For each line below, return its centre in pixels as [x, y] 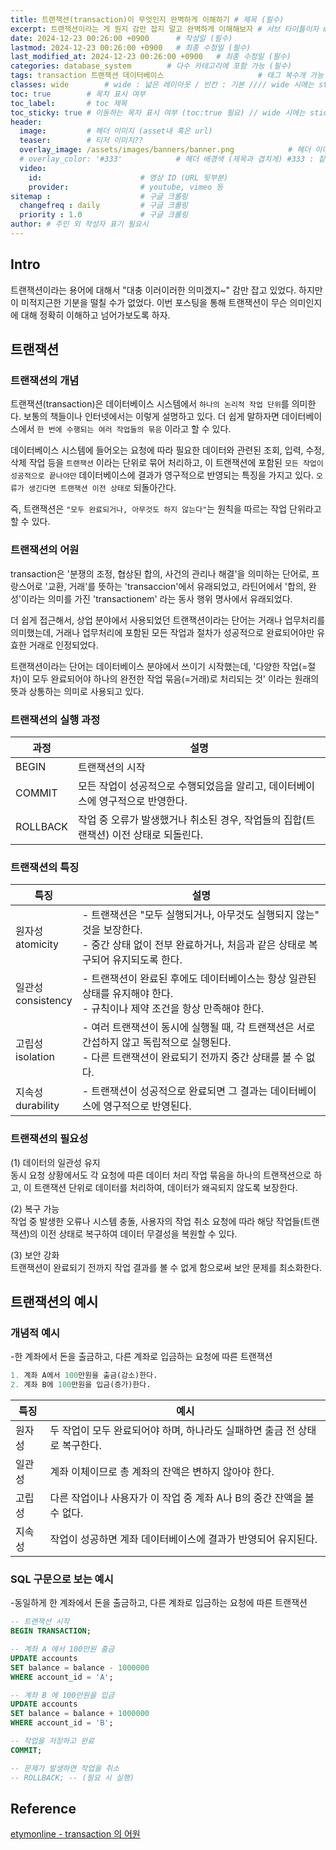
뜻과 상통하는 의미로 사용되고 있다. [77, 691]
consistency [44, 1001]
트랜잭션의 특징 [45, 867]
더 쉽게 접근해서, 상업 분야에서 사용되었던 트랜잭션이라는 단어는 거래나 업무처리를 [168, 620]
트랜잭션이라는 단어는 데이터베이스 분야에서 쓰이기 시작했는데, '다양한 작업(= [159, 666]
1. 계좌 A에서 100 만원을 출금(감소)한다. [84, 1376]
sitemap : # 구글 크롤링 [99, 196]
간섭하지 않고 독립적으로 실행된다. [156, 1043]
